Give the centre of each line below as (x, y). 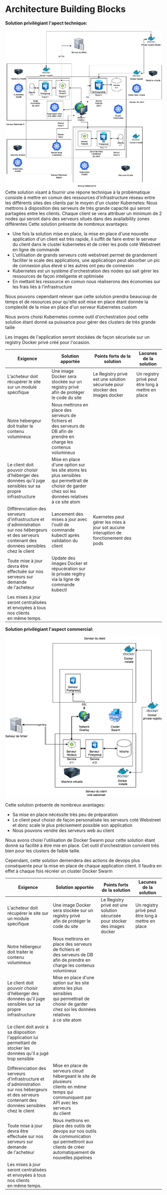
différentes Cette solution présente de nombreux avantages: (67, 224)
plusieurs (62, 1082)
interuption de (107, 532)
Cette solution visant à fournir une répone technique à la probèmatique (78, 192)
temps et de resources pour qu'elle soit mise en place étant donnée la (77, 302)
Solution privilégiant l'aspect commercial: (49, 629)
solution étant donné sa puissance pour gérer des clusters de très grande (80, 322)
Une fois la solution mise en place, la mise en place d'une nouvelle (80, 234)
